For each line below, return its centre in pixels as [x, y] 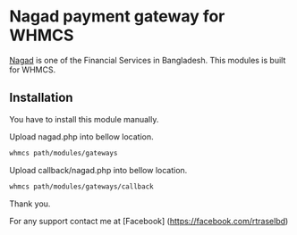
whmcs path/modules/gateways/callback [81, 186]
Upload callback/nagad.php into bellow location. [98, 170]
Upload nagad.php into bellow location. [81, 137]
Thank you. [30, 204]
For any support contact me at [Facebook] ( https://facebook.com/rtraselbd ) [149, 221]
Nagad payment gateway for [117, 17]
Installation [41, 98]
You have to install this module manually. [84, 119]
